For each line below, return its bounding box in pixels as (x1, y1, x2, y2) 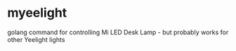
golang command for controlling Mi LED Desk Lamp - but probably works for (7, 28, 229, 36)
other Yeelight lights (7, 35, 65, 43)
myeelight (7, 5, 67, 21)
